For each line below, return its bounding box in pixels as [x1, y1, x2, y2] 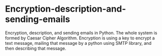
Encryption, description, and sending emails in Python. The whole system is [5, 30, 158, 36]
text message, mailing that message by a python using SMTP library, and [5, 40, 152, 46]
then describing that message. [5, 45, 66, 51]
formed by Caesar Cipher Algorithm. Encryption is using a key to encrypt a [5, 35, 155, 41]
